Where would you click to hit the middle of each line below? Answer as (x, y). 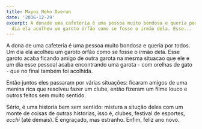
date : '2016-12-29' (31, 17)
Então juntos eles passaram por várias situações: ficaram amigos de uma (97, 83)
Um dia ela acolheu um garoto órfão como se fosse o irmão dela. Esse (93, 52)
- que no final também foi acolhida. (50, 71)
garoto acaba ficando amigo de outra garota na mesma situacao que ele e (98, 58)
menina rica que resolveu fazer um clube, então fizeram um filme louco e (97, 89)
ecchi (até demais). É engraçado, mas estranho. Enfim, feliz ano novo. (93, 120)
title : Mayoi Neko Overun (38, 12)
